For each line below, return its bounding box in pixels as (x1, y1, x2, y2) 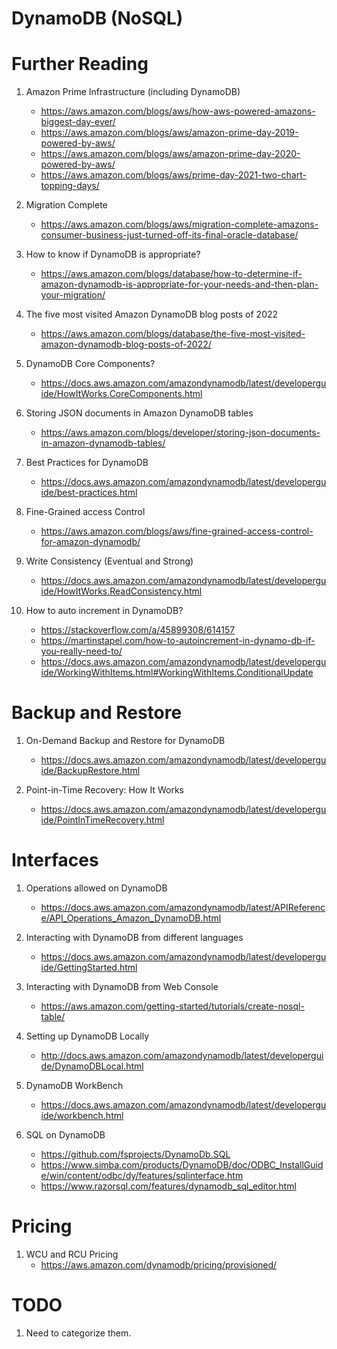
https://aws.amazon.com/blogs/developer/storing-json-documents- (40, 427, 321, 439)
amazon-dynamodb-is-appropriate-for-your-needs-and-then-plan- (40, 278, 319, 291)
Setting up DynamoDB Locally (25, 1030, 150, 1042)
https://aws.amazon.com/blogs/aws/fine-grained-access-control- (40, 525, 314, 537)
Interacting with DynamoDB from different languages (25, 932, 244, 943)
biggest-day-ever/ (40, 116, 116, 128)
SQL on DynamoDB (25, 1129, 106, 1141)
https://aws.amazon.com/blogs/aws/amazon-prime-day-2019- (40, 127, 299, 139)
